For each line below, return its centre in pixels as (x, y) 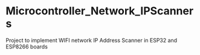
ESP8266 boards (27, 47)
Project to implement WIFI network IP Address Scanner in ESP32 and (92, 40)
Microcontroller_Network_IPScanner (100, 11)
